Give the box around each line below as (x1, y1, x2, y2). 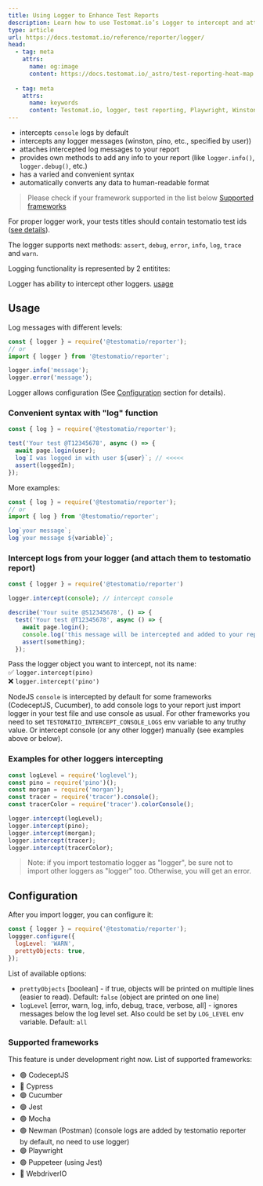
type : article (8, 26, 55, 34)
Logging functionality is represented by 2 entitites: (8, 264, 171, 273)
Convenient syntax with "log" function (8, 407, 159, 418)
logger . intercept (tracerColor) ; (8, 844, 113, 852)
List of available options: (8, 969, 87, 978)
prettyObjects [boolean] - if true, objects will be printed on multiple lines (19, 983, 254, 993)
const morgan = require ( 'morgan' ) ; (8, 786, 124, 794)
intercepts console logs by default (19, 128, 129, 137)
